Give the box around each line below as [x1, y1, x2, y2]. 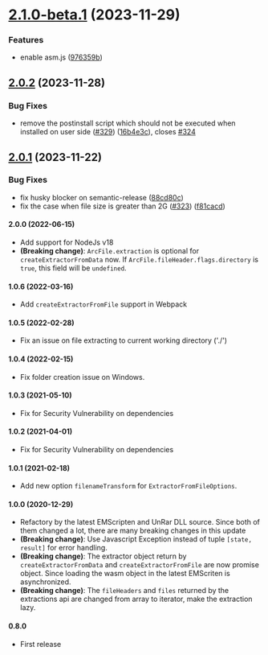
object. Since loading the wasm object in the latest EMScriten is [19, 569, 230, 579]
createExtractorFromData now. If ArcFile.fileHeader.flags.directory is [19, 255, 259, 265]
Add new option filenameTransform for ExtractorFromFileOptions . [19, 481, 238, 491]
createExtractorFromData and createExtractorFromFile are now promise [19, 560, 259, 570]
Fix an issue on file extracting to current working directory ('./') [19, 336, 227, 345]
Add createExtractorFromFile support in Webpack [19, 299, 188, 309]
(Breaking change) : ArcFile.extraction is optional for [19, 246, 199, 256]
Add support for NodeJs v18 [19, 237, 114, 247]
